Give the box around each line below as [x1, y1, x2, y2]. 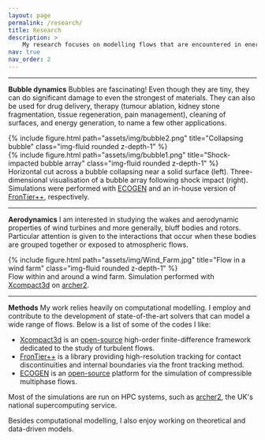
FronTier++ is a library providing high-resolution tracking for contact [19, 352, 242, 361]
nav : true [8, 48, 41, 56]
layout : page [8, 11, 51, 20]
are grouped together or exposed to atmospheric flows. [8, 240, 189, 249]
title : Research [8, 26, 62, 34]
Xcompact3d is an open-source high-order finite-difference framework [19, 334, 251, 344]
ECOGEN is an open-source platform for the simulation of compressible [19, 368, 252, 378]
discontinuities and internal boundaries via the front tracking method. [19, 360, 244, 369]
